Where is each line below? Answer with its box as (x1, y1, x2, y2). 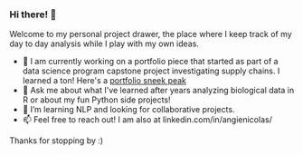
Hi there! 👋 (9, 8, 57, 21)
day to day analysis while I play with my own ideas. (9, 38, 199, 49)
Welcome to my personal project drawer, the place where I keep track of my (9, 29, 292, 40)
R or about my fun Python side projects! (22, 94, 171, 105)
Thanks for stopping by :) (9, 135, 104, 146)
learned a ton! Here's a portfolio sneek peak (22, 75, 187, 86)
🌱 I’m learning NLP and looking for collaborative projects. (22, 104, 235, 115)
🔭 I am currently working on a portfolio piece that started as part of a (22, 56, 279, 67)
